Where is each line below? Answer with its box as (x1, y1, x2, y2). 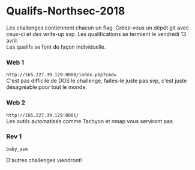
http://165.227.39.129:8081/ (6, 112, 79, 118)
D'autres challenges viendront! (6, 156, 82, 163)
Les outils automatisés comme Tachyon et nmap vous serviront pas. (6, 117, 175, 124)
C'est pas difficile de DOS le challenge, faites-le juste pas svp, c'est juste (6, 77, 187, 85)
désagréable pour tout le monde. (6, 83, 88, 91)
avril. (6, 37, 19, 44)
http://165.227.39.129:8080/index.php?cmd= (6, 72, 117, 78)
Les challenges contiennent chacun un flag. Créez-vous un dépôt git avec (6, 24, 189, 31)
